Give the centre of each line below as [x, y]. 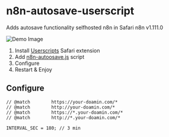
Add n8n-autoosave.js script [50, 57]
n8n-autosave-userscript [70, 11]
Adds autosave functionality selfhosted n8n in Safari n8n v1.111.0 [85, 27]
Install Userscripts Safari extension [57, 50]
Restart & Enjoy [33, 69]
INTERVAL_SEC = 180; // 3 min [44, 128]
